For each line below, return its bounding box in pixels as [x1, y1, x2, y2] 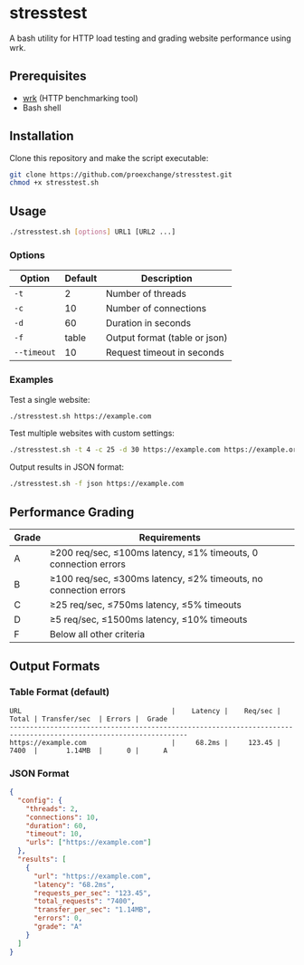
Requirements [138, 531, 201, 544]
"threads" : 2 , [25, 804, 79, 813]
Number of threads [105, 288, 187, 301]
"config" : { [17, 796, 63, 805]
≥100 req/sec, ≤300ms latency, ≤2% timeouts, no [49, 573, 263, 586]
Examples [9, 374, 54, 387]
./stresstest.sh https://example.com [9, 411, 152, 421]
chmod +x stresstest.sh [9, 178, 100, 187]
